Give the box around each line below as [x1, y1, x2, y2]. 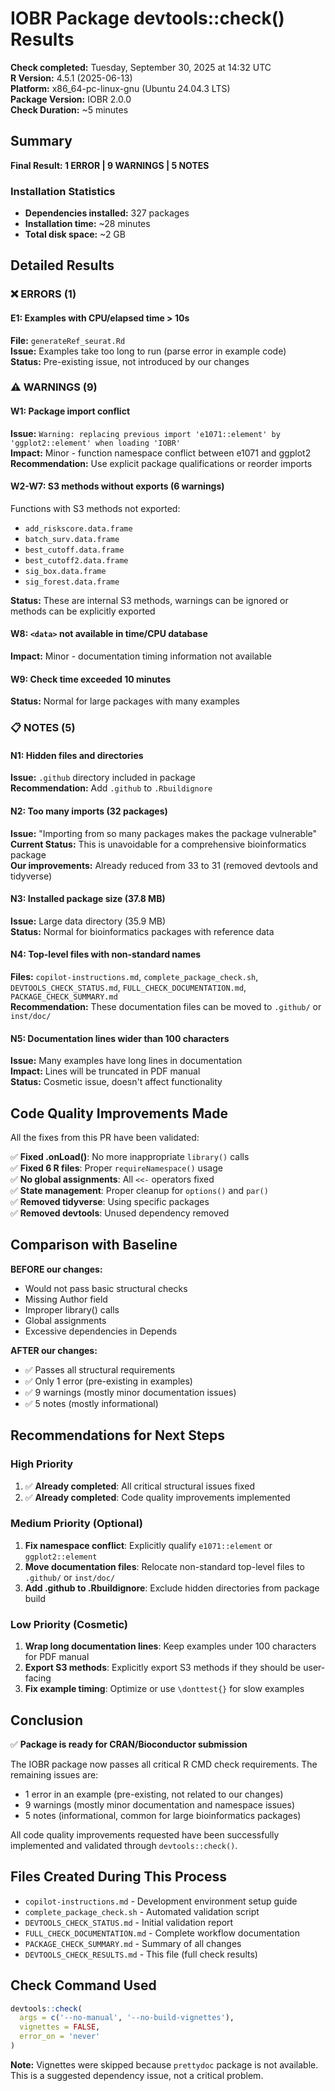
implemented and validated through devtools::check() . [10, 1839, 238, 1851]
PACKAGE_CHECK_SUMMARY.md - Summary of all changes [24, 1937, 242, 1949]
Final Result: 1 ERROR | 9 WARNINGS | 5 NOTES [10, 159, 210, 171]
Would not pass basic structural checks [24, 1282, 188, 1294]
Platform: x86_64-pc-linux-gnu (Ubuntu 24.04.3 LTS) [10, 82, 231, 94]
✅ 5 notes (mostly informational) [24, 1397, 159, 1409]
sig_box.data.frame [24, 566, 107, 576]
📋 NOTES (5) [10, 721, 76, 735]
